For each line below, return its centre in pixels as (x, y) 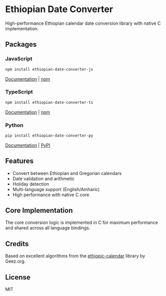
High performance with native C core (51, 195)
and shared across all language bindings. (48, 228)
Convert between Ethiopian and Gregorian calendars (67, 173)
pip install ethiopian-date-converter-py (49, 135)
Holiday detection (31, 184)
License (18, 277)
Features (19, 161)
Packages (21, 45)
